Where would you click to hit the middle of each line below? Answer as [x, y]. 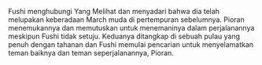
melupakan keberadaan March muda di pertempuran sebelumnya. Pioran [127, 20]
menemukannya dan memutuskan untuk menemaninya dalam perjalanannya [131, 28]
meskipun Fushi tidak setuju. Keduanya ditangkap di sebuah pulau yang [124, 36]
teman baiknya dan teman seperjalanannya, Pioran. [91, 53]
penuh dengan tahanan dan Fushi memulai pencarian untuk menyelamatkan [131, 45]
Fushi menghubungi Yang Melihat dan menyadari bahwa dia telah [114, 11]
